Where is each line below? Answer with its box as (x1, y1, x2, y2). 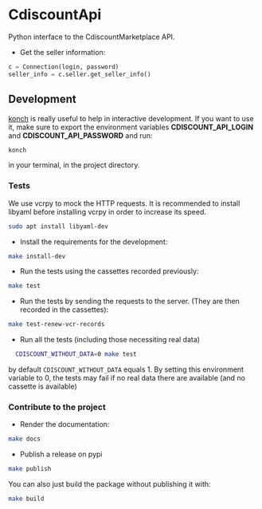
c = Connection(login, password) (8, 62, 119, 71)
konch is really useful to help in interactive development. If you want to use (8, 113, 254, 123)
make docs (8, 435, 41, 444)
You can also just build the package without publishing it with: (8, 479, 211, 489)
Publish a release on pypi (19, 449, 103, 460)
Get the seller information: (19, 47, 106, 57)
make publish (8, 465, 52, 473)
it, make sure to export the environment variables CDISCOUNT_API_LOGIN (8, 122, 253, 132)
